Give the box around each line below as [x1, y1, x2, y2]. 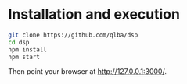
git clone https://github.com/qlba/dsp [8, 31, 138, 39]
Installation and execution [8, 5, 180, 23]
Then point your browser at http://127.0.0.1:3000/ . [8, 67, 167, 76]
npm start [8, 53, 41, 61]
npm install [8, 45, 47, 54]
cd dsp [8, 38, 30, 46]
